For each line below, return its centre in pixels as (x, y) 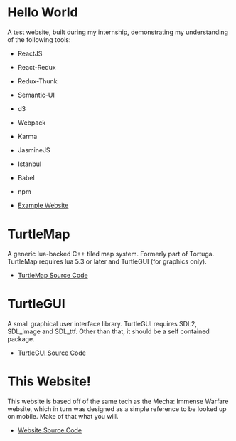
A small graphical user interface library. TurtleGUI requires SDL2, (102, 323)
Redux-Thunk (37, 81)
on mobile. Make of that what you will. (63, 416)
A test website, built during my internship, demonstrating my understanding (118, 32)
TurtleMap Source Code (53, 275)
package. (21, 338)
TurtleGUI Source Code (52, 353)
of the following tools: (39, 39)
